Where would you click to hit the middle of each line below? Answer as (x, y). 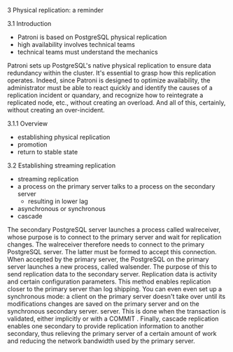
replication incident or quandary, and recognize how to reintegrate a (105, 95)
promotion (32, 145)
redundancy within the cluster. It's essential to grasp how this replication (112, 73)
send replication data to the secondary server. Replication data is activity (112, 274)
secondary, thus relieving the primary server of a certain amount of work (112, 333)
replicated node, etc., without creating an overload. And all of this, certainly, (116, 103)
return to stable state (48, 152)
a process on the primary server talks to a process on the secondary (116, 186)
